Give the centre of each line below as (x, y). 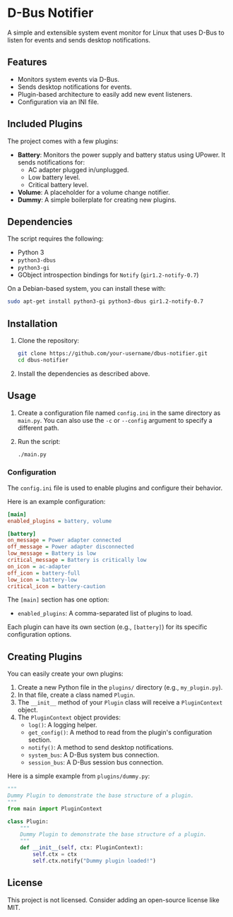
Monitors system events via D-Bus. (68, 79)
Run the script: (39, 441)
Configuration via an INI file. (58, 102)
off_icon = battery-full (44, 573)
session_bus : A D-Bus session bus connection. (96, 762)
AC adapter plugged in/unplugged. (78, 169)
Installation (32, 324)
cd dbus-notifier (43, 360)
